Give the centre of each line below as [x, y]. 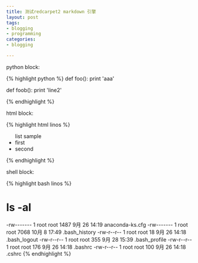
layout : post [22, 17]
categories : [21, 39]
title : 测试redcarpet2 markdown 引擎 [51, 12]
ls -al [19, 207]
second [24, 149]
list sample [28, 136]
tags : [13, 23]
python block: [23, 67]
